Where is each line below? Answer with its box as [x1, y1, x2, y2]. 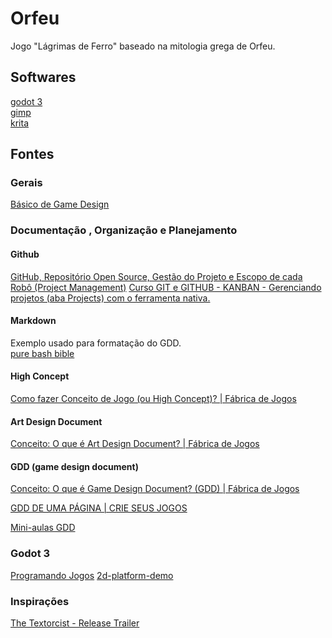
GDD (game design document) [10, 460, 139, 472]
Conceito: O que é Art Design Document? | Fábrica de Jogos [10, 438, 260, 450]
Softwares [10, 69, 77, 86]
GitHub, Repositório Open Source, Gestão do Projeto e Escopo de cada [10, 270, 303, 282]
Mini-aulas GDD [10, 522, 76, 534]
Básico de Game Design [10, 198, 110, 211]
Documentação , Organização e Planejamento [10, 223, 238, 237]
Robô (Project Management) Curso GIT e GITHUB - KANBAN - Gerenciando [10, 281, 322, 293]
